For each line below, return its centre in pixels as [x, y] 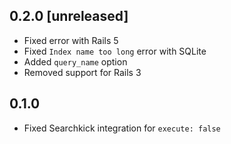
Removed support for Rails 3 [82, 72]
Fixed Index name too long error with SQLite [115, 51]
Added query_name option [75, 61]
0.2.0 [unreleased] [69, 16]
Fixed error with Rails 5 [71, 40]
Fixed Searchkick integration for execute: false [122, 128]
